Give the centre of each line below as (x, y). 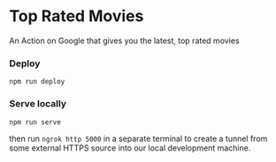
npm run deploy (37, 82)
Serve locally (38, 104)
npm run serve (35, 122)
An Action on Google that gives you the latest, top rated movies (125, 40)
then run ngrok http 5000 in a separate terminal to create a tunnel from (138, 138)
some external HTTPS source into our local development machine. (130, 148)
